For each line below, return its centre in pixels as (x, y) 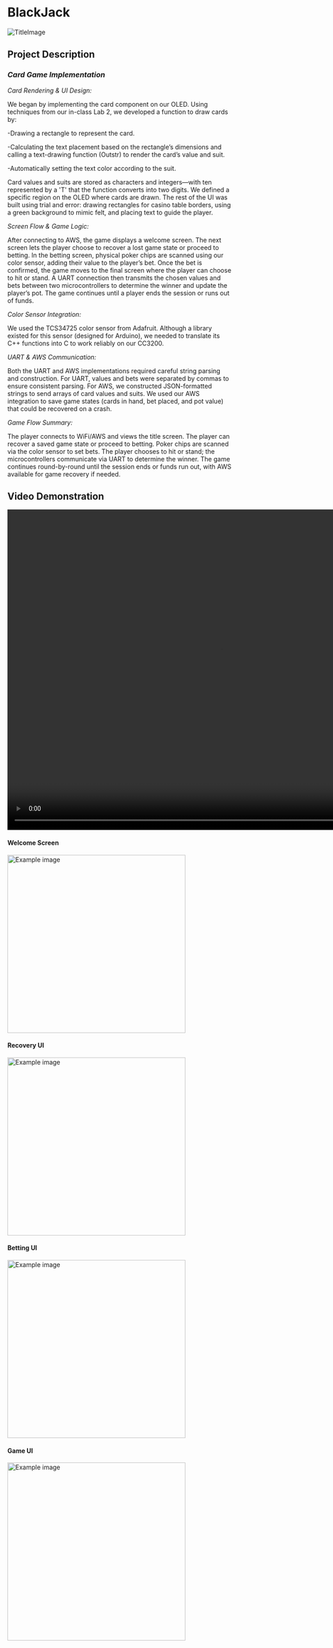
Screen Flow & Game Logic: (48, 226)
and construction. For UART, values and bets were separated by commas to (118, 378)
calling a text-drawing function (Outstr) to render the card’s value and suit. (116, 155)
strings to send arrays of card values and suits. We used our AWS (104, 393)
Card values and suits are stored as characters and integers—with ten (110, 182)
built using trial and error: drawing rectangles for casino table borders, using (119, 204)
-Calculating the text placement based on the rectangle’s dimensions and (115, 147)
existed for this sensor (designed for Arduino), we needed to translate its (114, 335)
